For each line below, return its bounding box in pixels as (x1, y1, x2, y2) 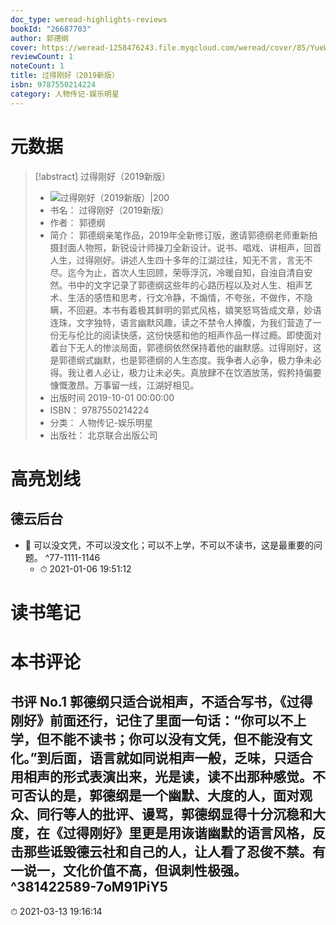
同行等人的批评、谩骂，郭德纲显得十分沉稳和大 (36, 806, 326, 823)
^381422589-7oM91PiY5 (10, 879, 168, 896)
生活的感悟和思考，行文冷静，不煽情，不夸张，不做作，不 (67, 291, 305, 303)
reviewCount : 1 (10, 52, 74, 62)
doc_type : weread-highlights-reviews (10, 14, 168, 25)
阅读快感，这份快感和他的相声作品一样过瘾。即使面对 (102, 329, 322, 341)
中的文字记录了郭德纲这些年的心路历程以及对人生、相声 (76, 279, 305, 291)
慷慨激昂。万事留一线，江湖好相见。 (49, 379, 200, 391)
